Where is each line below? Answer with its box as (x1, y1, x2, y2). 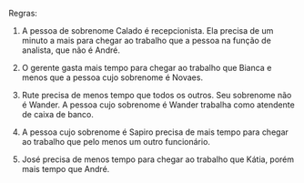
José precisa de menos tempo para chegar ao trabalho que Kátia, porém (21, 154, 295, 165)
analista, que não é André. (21, 45, 120, 56)
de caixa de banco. (21, 109, 95, 119)
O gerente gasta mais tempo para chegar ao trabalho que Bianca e (21, 63, 272, 73)
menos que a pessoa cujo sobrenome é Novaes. (21, 72, 204, 83)
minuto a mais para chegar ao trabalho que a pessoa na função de (21, 36, 272, 46)
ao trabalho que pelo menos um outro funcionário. (21, 137, 211, 147)
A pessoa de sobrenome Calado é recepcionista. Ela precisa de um (21, 25, 274, 36)
